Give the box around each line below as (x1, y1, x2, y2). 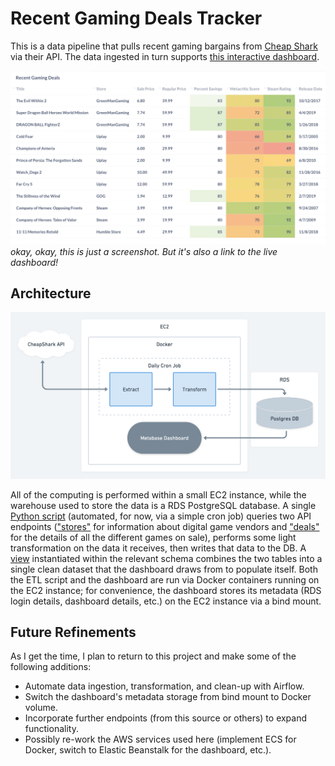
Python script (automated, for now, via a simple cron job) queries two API (10, 510, 312, 522)
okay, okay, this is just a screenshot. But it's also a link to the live (10, 245, 278, 257)
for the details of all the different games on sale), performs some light (10, 531, 297, 543)
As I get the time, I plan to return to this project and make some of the (10, 650, 297, 662)
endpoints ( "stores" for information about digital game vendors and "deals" (10, 520, 320, 532)
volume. (24, 702, 58, 714)
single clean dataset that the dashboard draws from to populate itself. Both (10, 563, 318, 575)
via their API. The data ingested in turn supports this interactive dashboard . (10, 50, 320, 62)
